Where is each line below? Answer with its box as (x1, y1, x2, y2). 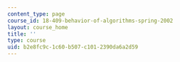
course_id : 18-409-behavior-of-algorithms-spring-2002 (7, 17, 174, 24)
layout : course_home (7, 24, 69, 31)
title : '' (7, 30, 37, 38)
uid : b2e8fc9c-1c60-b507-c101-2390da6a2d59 (7, 43, 139, 51)
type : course (7, 37, 46, 44)
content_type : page (7, 10, 65, 18)
